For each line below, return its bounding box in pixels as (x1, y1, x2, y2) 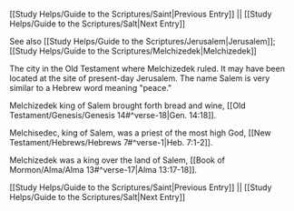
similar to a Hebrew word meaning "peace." (9, 83, 172, 93)
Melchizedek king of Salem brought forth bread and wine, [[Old (9, 100, 247, 111)
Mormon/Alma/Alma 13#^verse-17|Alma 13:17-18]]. (9, 165, 198, 175)
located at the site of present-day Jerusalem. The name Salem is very (9, 73, 270, 84)
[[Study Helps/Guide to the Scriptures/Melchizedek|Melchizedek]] (9, 45, 257, 56)
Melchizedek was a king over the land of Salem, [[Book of (9, 155, 225, 166)
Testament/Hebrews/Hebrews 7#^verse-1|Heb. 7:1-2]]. (9, 137, 213, 147)
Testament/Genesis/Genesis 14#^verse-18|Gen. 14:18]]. (9, 110, 217, 120)
